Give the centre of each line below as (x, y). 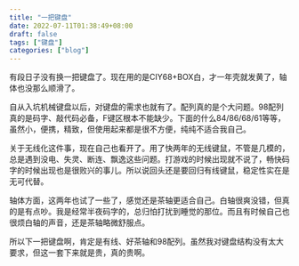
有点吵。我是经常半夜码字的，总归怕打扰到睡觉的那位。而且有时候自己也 (157, 212)
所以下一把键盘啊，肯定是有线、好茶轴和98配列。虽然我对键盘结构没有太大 (147, 242)
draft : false (33, 34)
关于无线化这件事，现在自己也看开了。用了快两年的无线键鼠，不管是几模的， (149, 149)
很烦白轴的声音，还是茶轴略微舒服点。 (79, 222)
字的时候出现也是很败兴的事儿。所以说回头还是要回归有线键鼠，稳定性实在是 (149, 171)
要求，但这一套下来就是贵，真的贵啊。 (79, 253)
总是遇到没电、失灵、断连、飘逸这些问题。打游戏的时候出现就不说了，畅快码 (149, 159)
